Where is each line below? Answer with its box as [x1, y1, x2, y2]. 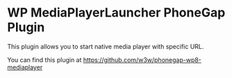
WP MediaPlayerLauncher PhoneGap [7, 5, 226, 21]
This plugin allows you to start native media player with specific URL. [7, 42, 204, 50]
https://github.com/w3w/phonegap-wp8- [83, 55, 201, 64]
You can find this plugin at [7, 55, 82, 64]
